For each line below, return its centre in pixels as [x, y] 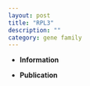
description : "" [34, 30]
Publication [38, 75]
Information [39, 60]
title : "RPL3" [31, 23]
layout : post [29, 15]
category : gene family [45, 37]
